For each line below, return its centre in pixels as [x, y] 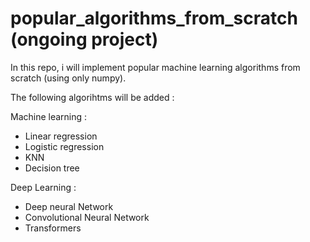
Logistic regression [64, 146]
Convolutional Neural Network [87, 217]
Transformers [53, 228]
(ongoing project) [84, 39]
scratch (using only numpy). [68, 78]
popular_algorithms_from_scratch [154, 18]
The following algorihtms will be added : [92, 97]
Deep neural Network [69, 206]
